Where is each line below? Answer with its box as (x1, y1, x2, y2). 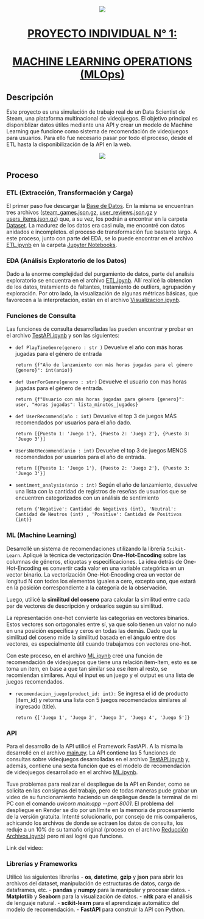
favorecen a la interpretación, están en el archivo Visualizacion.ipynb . (6, 297, 181, 304)
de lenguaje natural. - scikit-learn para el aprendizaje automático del (6, 899, 180, 907)
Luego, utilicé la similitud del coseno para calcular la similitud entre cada (6, 596, 191, 603)
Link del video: (6, 844, 43, 852)
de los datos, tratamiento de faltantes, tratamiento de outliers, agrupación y (6, 283, 196, 290)
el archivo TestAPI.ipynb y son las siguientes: (6, 332, 120, 339)
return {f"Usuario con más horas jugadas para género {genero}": (15, 396, 185, 403)
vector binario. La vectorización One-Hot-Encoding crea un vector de (6, 570, 181, 578)
